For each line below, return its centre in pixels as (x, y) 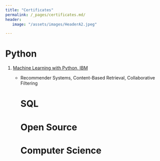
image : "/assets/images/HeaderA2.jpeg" (54, 24)
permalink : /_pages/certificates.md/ (45, 15)
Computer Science (61, 150)
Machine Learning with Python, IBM (50, 68)
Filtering (29, 83)
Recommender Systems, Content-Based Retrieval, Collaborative (88, 78)
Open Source (49, 127)
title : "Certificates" (29, 10)
